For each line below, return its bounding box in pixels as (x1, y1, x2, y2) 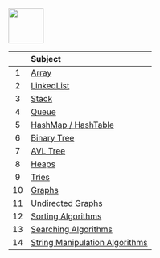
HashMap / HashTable (31, 120, 114, 130)
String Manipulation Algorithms (31, 237, 148, 248)
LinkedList (31, 80, 70, 91)
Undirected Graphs (31, 198, 103, 208)
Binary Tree (31, 133, 75, 143)
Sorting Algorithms (31, 211, 102, 222)
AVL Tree (31, 145, 66, 156)
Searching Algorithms (31, 224, 113, 235)
